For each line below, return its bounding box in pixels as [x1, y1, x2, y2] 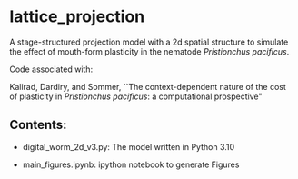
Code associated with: [9, 64, 94, 75]
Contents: [9, 117, 67, 133]
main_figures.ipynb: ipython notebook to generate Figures [22, 159, 240, 170]
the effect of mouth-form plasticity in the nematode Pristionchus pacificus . [9, 45, 290, 56]
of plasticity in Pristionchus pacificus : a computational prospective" [9, 91, 263, 102]
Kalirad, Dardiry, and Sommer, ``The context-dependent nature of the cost [9, 81, 286, 92]
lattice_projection [9, 6, 145, 27]
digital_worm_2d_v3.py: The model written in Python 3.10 [22, 141, 235, 152]
